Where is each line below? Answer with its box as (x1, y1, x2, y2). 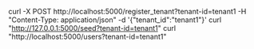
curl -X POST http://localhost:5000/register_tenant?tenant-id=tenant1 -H (8, 7, 247, 16)
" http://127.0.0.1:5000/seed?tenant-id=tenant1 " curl (8, 24, 177, 32)
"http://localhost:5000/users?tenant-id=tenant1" (8, 32, 167, 41)
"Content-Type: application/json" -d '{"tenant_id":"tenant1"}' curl (8, 15, 222, 24)
